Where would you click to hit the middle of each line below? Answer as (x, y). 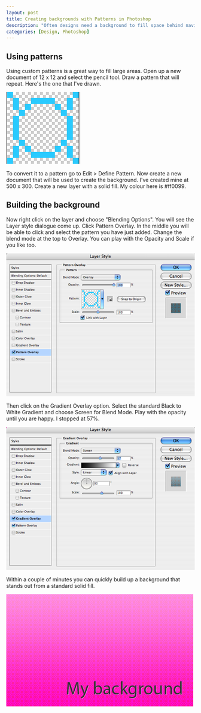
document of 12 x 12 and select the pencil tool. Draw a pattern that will (93, 77)
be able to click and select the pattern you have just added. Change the (94, 232)
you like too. (21, 245)
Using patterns (34, 57)
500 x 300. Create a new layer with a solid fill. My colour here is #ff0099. (96, 186)
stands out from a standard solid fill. (51, 586)
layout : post (22, 13)
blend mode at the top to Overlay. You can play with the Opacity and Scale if (100, 238)
